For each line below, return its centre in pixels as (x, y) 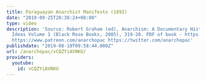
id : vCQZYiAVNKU (38, 69)
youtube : (23, 63)
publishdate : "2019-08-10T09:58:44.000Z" (60, 46)
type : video (21, 23)
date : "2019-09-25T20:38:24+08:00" (52, 18)
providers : (20, 57)
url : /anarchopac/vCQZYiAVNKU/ (46, 52)
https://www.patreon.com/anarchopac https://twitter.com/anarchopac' (102, 40)
